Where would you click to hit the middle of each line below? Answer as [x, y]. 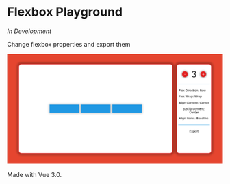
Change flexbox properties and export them [69, 44]
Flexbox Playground [65, 12]
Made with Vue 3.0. [35, 174]
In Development [29, 31]
